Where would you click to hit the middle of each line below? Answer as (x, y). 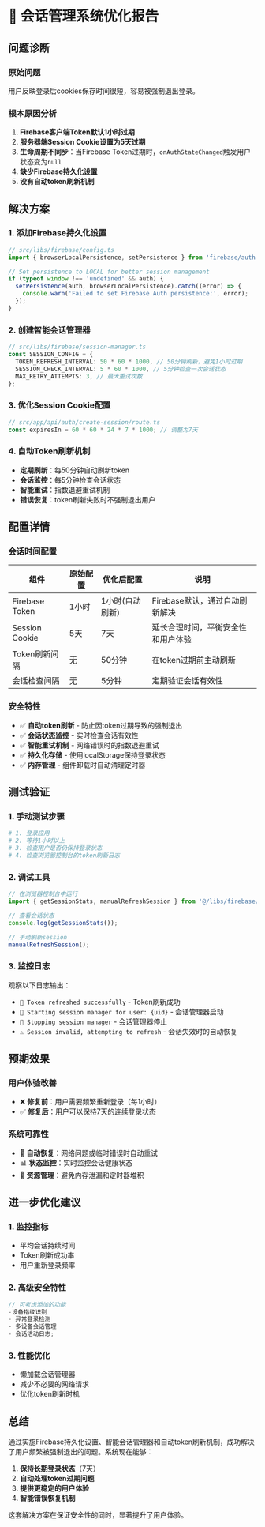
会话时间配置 (33, 551)
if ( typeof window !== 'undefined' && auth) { (86, 279)
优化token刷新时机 (50, 1394)
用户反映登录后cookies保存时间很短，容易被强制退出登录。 (104, 91)
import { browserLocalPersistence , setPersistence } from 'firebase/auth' (134, 258)
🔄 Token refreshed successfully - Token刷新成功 (100, 1002)
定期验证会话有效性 (187, 681)
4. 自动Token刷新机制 (49, 451)
